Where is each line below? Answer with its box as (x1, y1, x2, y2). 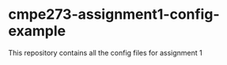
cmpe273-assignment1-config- (8, 5, 220, 23)
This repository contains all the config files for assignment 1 (8, 48, 203, 57)
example (8, 22, 66, 40)
